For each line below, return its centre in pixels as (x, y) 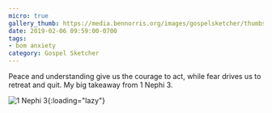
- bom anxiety (32, 46)
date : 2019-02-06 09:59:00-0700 (63, 31)
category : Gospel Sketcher (54, 53)
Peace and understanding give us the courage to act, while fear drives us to (135, 76)
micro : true (28, 16)
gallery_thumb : (34, 23)
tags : (17, 38)
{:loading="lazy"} (76, 100)
